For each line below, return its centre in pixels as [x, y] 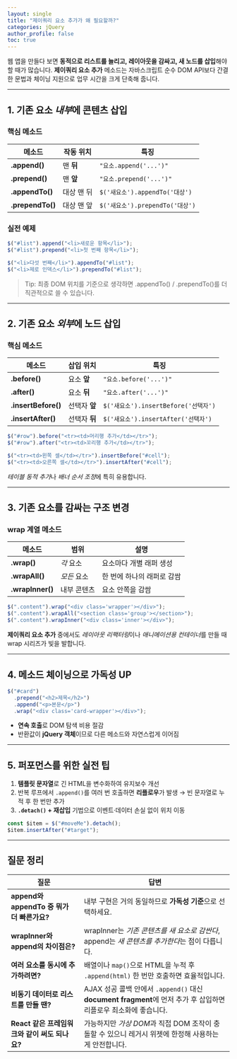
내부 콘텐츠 [78, 590]
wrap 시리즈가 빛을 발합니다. [47, 644]
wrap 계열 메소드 [35, 530]
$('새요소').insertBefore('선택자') [160, 406]
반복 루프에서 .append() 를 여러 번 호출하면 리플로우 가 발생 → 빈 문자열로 [117, 792]
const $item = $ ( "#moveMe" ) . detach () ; [64, 824]
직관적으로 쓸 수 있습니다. [60, 293]
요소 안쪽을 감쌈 [127, 590]
